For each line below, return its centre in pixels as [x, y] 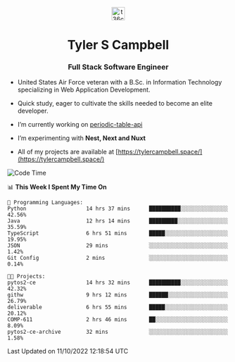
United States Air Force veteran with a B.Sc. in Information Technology [120, 82]
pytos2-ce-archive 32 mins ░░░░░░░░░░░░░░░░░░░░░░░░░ [118, 332]
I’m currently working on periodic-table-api [80, 125]
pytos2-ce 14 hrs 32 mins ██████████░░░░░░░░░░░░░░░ [118, 283]
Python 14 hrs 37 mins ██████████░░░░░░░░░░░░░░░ [118, 209]
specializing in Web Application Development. [84, 90]
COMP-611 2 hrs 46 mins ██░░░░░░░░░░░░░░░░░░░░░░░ [118, 320]
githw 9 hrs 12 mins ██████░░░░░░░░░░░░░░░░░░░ [118, 295]
